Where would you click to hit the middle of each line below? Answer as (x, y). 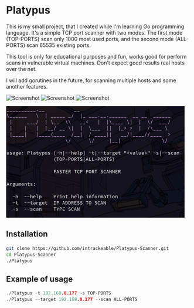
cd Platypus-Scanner (31, 255)
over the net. (21, 69)
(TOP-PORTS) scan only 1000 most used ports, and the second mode (90, 39)
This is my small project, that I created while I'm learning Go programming (95, 26)
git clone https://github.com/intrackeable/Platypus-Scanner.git (87, 248)
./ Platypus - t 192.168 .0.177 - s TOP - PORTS (59, 293)
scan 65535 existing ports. (58, 45)
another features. (27, 86)
